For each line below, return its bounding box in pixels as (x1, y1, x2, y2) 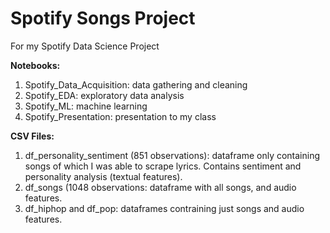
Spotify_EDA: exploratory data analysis (24, 89, 185, 101)
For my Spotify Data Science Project (10, 40, 160, 52)
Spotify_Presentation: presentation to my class (24, 110, 217, 122)
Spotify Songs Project (10, 7, 196, 30)
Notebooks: (10, 59, 61, 71)
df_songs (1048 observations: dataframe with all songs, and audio (24, 181, 297, 193)
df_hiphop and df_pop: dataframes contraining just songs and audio (24, 202, 305, 214)
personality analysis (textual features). (24, 170, 183, 182)
